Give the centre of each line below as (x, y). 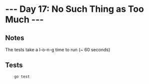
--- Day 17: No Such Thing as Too (75, 9)
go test (22, 77)
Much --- (24, 20)
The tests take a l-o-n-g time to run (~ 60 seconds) (58, 50)
